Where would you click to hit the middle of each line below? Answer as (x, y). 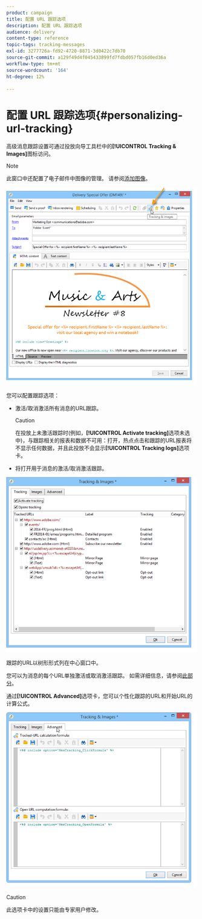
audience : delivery (31, 32)
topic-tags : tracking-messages (46, 45)
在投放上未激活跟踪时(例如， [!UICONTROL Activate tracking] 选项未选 (103, 433)
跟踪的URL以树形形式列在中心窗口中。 (54, 662)
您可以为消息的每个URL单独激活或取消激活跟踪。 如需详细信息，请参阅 (94, 675)
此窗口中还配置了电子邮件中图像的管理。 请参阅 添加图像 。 (79, 178)
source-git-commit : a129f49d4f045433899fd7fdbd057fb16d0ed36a (86, 57)
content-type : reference (37, 38)
